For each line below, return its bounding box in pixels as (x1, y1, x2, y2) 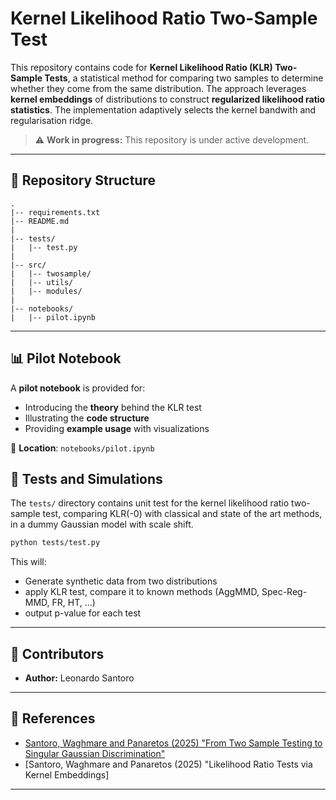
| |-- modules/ (10, 286, 83, 296)
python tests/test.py (10, 538, 101, 548)
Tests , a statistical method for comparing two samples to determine (44, 72, 324, 84)
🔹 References (10, 710, 96, 727)
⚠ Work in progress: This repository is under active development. (34, 133, 310, 146)
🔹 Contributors (10, 645, 105, 662)
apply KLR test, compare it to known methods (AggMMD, (24, 586, 260, 598)
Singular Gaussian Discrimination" (24, 747, 166, 759)
